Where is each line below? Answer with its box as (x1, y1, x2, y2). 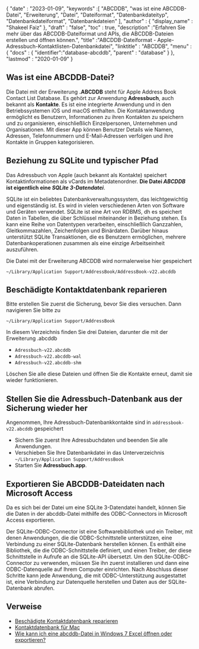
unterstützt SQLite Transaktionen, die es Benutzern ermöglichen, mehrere (6, 233, 187, 240)
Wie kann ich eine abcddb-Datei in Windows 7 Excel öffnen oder (14, 630, 173, 637)
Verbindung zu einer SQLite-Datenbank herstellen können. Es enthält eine (6, 541, 187, 548)
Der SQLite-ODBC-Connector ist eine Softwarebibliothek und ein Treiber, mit (6, 528, 193, 535)
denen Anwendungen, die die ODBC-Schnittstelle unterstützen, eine (6, 534, 172, 541)
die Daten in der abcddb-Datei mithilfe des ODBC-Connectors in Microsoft (6, 510, 188, 518)
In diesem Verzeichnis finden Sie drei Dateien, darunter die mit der (6, 329, 168, 336)
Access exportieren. (6, 516, 56, 523)
